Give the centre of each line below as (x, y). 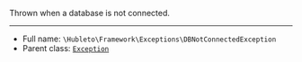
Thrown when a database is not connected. (90, 13)
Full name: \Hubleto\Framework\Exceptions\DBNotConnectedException (149, 39)
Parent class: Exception (66, 48)
